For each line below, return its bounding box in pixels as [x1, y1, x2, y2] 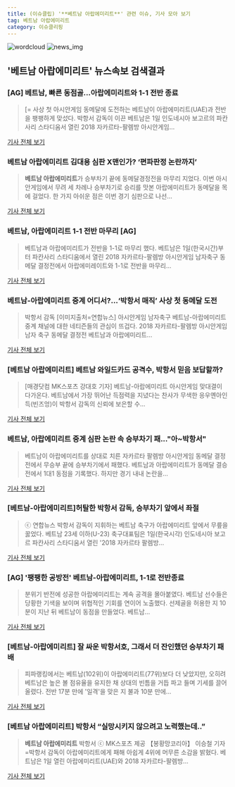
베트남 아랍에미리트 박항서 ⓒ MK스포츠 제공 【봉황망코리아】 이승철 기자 [24, 739, 226, 748]
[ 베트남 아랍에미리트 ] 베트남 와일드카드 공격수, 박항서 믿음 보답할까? [7, 364, 224, 374]
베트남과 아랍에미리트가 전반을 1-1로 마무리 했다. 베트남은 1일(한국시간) [24, 244, 218, 252]
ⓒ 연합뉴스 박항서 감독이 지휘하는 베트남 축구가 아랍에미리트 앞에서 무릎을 [24, 521, 229, 529]
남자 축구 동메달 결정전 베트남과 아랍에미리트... [24, 330, 153, 339]
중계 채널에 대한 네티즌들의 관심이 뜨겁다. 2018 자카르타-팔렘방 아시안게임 [24, 321, 227, 330]
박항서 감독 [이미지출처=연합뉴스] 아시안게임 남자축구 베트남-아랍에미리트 [24, 313, 227, 321]
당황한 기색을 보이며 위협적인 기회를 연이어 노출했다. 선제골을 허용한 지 [24, 599, 218, 607]
